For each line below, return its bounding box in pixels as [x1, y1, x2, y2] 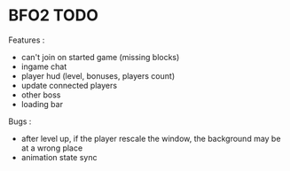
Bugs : [8, 116, 32, 127]
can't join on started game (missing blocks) [20, 51, 180, 62]
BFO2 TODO [8, 5, 98, 26]
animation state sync [20, 152, 98, 162]
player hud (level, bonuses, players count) [20, 70, 175, 81]
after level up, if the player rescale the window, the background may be [20, 133, 281, 144]
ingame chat [20, 61, 67, 72]
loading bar [20, 98, 64, 109]
